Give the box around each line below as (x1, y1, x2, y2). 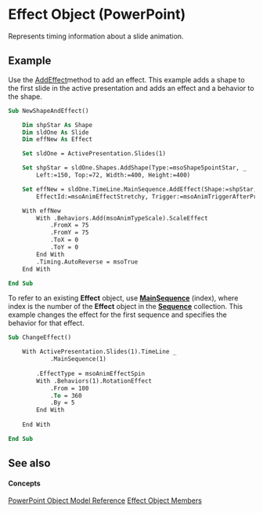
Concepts (8, 478, 41, 488)
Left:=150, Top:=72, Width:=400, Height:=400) (36, 171, 191, 179)
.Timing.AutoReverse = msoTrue (36, 257, 139, 266)
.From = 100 (49, 384, 89, 392)
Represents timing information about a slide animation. (8, 31, 184, 41)
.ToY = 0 (49, 243, 79, 251)
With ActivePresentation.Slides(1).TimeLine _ (22, 347, 177, 356)
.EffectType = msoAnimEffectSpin (36, 369, 146, 377)
